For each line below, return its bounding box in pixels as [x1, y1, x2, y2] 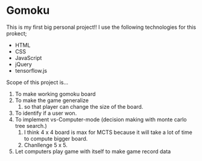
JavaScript [14, 54, 42, 61]
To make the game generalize [14, 97, 89, 104]
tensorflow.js [14, 67, 47, 74]
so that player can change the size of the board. [24, 103, 144, 110]
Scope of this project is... [6, 79, 69, 86]
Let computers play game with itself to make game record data [14, 148, 171, 155]
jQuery [14, 61, 32, 68]
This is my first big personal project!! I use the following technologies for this [6, 23, 197, 31]
